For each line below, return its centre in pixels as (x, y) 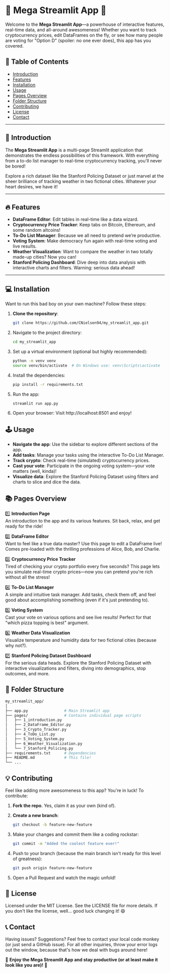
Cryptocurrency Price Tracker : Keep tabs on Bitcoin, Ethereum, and (84, 225)
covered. (14, 46)
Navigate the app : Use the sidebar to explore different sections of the (85, 444)
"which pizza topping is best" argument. (47, 623)
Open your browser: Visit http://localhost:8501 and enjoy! (72, 413)
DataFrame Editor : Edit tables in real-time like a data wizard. (75, 219)
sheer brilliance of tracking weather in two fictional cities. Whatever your (81, 181)
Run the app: (26, 394)
